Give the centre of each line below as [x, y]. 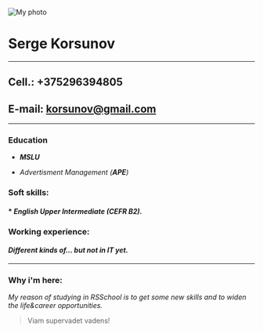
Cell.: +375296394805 [65, 82]
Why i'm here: [35, 280]
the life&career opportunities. [56, 306]
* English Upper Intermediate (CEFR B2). [75, 211]
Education [28, 140]
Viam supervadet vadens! [68, 320]
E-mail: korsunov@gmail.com [82, 109]
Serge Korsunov [62, 44]
